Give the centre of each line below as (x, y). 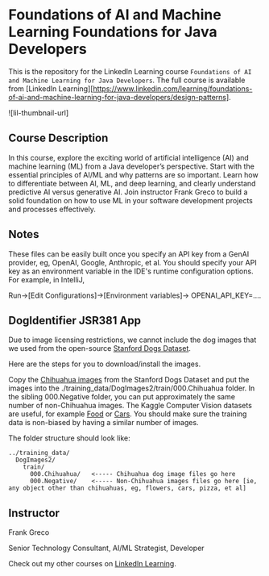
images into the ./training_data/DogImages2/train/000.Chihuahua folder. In (132, 388)
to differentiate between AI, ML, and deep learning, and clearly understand (132, 183)
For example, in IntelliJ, (46, 279)
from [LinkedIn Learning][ (51, 88)
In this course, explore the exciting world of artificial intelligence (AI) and (129, 157)
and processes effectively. (52, 209)
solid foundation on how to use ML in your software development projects (131, 200)
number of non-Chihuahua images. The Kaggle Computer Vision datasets (130, 406)
